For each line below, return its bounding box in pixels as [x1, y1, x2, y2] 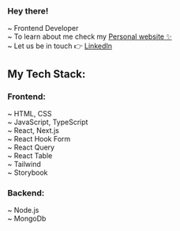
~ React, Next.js [7, 125, 60, 135]
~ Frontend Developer [7, 24, 79, 33]
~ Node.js [7, 206, 39, 215]
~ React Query [7, 142, 55, 152]
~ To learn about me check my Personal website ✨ [7, 32, 172, 41]
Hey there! [7, 6, 49, 17]
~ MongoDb [7, 214, 47, 223]
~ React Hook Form [7, 134, 71, 143]
